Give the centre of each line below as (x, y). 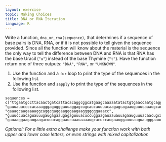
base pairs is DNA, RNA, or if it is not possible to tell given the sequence (78, 43)
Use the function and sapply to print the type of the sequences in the (83, 84)
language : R (17, 24)
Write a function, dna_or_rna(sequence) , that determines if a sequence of (79, 38)
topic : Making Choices (28, 14)
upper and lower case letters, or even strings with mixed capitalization (77, 135)
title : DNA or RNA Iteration (35, 19)
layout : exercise (23, 10)
